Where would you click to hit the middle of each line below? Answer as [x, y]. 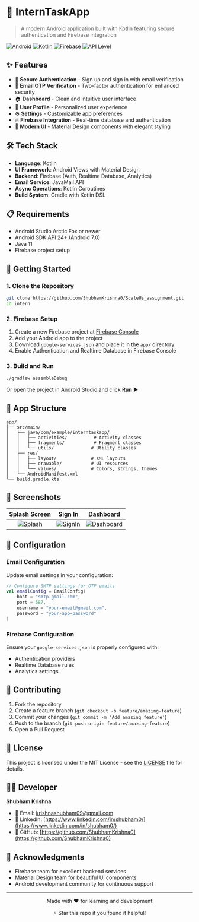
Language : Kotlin [36, 163]
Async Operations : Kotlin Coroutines [60, 188]
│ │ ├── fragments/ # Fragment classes [74, 443]
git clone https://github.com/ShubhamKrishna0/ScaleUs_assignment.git [95, 298]
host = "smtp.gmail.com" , [49, 597]
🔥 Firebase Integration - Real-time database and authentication [93, 120]
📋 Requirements [38, 214]
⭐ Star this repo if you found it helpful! [99, 913]
